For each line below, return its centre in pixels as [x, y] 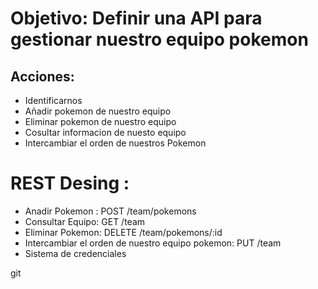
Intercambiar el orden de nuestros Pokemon [115, 143]
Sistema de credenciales [75, 253]
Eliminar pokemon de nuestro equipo [100, 121]
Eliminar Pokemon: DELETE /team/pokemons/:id [123, 232]
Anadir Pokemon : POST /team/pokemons [110, 211]
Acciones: [42, 76]
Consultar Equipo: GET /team [85, 221]
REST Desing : [70, 183]
